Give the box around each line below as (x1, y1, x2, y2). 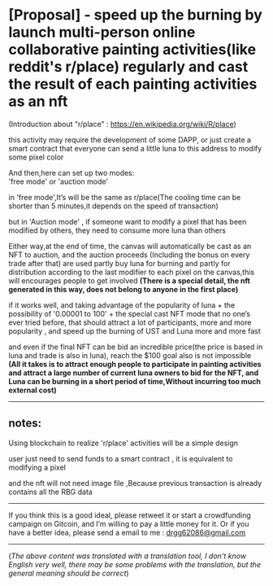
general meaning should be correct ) (8, 568, 129, 578)
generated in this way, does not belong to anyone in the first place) (8, 284, 239, 294)
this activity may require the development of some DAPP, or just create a (8, 134, 252, 144)
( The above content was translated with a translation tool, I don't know (8, 551, 246, 561)
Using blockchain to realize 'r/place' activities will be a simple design (8, 438, 238, 448)
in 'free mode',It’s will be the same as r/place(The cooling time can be (8, 192, 241, 202)
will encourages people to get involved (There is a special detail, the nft (8, 275, 250, 286)
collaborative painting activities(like (8, 41, 257, 59)
